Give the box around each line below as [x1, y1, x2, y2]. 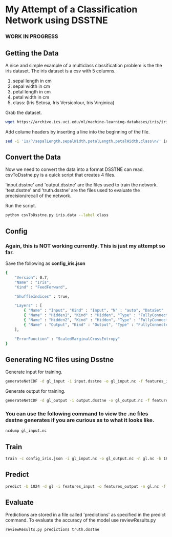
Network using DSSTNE [5, 14, 109, 26]
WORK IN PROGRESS [5, 33, 58, 40]
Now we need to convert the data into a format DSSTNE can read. [5, 166, 144, 172]
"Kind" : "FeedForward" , [14, 284, 68, 290]
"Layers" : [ [14, 303, 42, 309]
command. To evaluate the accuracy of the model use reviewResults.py [5, 517, 156, 523]
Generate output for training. [5, 388, 66, 394]
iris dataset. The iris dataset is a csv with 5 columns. [5, 68, 116, 74]
